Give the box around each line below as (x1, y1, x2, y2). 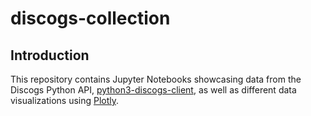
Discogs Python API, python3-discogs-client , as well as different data (10, 84, 297, 96)
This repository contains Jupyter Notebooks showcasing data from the (10, 73, 302, 85)
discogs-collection (10, 7, 171, 30)
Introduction (10, 47, 90, 64)
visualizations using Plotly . (10, 95, 120, 106)
